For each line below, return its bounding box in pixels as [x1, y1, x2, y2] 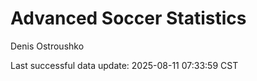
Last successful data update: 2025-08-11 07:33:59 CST [10, 59, 239, 71]
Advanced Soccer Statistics [10, 7, 247, 30]
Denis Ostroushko [10, 40, 85, 52]
